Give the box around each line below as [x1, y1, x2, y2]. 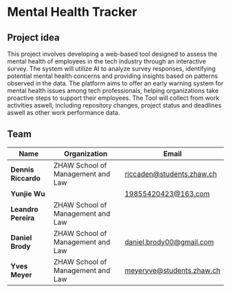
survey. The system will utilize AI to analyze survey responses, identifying [7, 65, 216, 72]
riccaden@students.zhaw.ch [124, 169, 217, 179]
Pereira [10, 213, 35, 223]
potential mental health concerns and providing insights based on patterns [7, 72, 218, 80]
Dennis [10, 165, 34, 174]
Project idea [7, 32, 60, 43]
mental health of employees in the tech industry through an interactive [7, 57, 206, 65]
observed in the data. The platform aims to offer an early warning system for [7, 79, 224, 87]
